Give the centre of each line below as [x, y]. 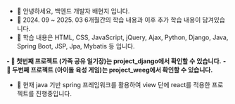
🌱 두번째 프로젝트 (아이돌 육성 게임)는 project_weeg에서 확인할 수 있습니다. [110, 70]
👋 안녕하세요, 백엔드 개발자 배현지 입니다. [73, 11]
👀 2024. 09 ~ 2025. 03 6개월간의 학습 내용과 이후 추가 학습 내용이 [109, 20]
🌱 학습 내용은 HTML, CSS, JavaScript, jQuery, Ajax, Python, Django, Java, [122, 37]
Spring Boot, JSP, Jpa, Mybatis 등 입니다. [76, 46]
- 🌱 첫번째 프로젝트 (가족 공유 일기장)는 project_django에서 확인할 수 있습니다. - [116, 61]
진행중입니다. [53, 93]
